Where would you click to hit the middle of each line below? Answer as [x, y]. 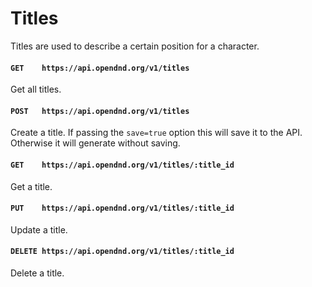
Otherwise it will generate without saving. [95, 143]
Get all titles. [36, 89]
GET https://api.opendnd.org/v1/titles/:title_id [122, 165]
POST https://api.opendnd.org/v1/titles [100, 111]
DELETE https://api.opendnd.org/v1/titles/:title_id [122, 252]
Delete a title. [37, 273]
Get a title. [31, 186]
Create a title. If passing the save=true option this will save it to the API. [156, 133]
